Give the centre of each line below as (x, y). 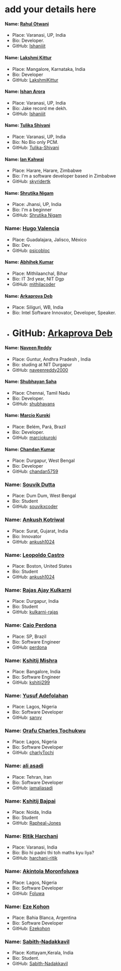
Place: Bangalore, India (36, 671)
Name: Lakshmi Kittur (28, 58)
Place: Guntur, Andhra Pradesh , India (51, 359)
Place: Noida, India (32, 812)
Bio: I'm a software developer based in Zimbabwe (64, 176)
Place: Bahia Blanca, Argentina (44, 917)
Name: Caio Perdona (31, 625)
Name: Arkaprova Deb (29, 296)
